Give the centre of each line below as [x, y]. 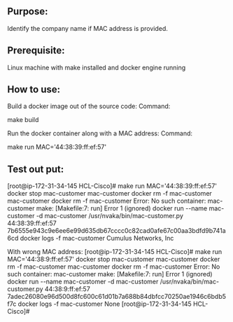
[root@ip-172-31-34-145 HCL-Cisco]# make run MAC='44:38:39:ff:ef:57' [112, 186]
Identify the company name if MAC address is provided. [87, 28]
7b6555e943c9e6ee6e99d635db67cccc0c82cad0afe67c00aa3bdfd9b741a [116, 231]
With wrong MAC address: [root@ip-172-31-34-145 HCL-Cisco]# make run [115, 252]
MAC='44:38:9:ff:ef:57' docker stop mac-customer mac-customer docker [114, 260]
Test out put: [36, 169]
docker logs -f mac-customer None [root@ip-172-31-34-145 [105, 304]
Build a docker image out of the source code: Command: [89, 106]
